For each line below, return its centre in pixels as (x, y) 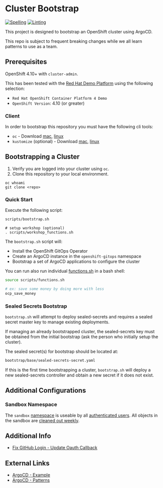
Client (12, 116)
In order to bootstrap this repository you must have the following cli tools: (79, 127)
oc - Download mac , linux (38, 136)
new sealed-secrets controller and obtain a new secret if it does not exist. (80, 375)
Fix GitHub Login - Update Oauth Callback (55, 448)
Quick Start (19, 200)
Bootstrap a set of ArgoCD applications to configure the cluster (76, 261)
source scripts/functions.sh (35, 280)
